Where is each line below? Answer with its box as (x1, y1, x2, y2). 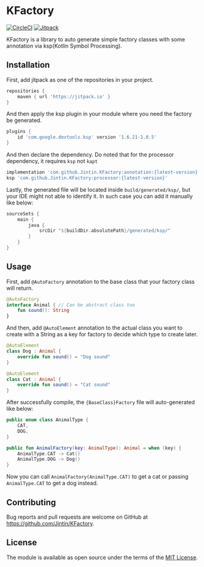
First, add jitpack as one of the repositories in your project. (6, 76, 154, 83)
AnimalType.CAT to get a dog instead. (6, 480, 98, 487)
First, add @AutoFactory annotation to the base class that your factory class (6, 278, 195, 285)
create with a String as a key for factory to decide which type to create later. (6, 331, 198, 338)
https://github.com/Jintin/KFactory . (6, 520, 95, 527)
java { (28, 222, 45, 228)
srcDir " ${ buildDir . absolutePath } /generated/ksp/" (38, 228, 171, 234)
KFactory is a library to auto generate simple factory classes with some (6, 35, 185, 43)
